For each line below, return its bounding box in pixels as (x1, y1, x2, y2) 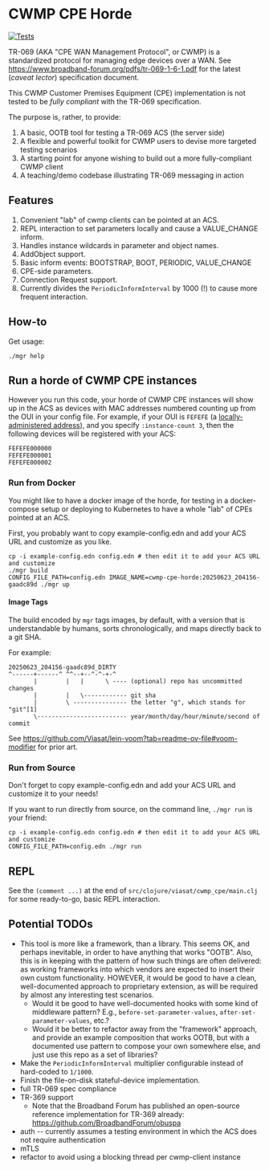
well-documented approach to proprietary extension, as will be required (19, 981, 259, 991)
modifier (8, 742, 36, 752)
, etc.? (89, 1015, 110, 1025)
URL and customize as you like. (8, 536, 112, 546)
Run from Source (8, 762, 76, 773)
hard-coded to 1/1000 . (19, 1066, 94, 1076)
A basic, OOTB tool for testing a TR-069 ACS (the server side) (19, 128, 225, 137)
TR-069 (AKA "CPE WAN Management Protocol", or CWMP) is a (8, 47, 221, 56)
